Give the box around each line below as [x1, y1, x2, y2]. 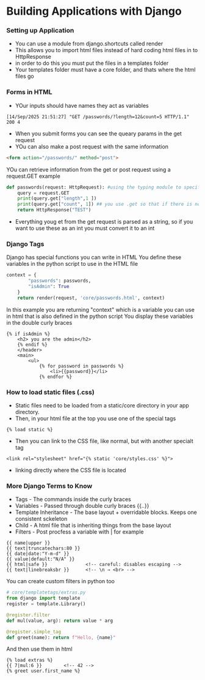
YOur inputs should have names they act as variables [15, 102, 149, 109]
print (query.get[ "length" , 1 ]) [17, 195, 97, 202]
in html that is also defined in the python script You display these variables [6, 312, 193, 320]
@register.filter [6, 611, 51, 618]
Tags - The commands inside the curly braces [15, 496, 131, 503]
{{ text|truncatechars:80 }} [6, 545, 81, 552]
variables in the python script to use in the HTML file [6, 260, 138, 268]
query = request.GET [17, 190, 70, 196]
